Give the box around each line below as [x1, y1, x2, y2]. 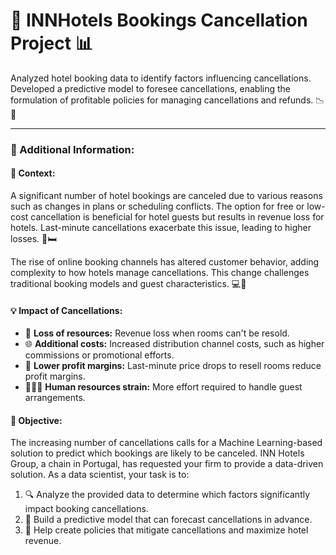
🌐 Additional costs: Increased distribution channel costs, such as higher [24, 338, 325, 350]
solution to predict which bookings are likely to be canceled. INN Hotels [10, 447, 305, 459]
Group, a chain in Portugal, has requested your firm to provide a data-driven [10, 458, 324, 470]
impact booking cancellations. [24, 503, 149, 515]
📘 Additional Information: [10, 142, 135, 156]
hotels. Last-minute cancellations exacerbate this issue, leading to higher [10, 222, 312, 234]
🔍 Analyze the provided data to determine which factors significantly [24, 489, 311, 501]
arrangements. [24, 392, 86, 404]
